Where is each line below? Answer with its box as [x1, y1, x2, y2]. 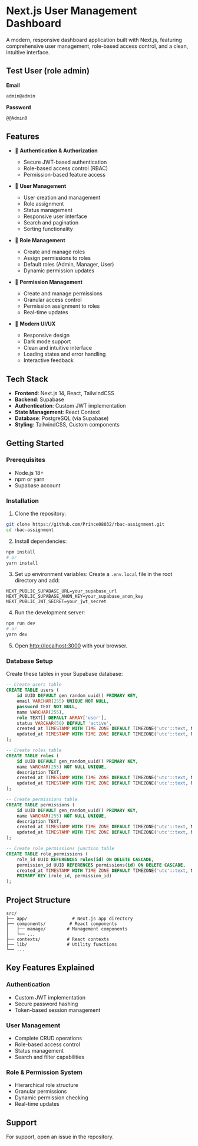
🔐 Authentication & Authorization [14, 147, 98, 154]
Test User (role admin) [6, 66, 90, 76]
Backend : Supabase [14, 396, 65, 403]
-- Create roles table [6, 747, 62, 754]
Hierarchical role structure [14, 1082, 78, 1089]
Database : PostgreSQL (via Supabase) [14, 415, 109, 422]
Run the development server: [14, 609, 85, 616]
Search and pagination [23, 219, 78, 226]
